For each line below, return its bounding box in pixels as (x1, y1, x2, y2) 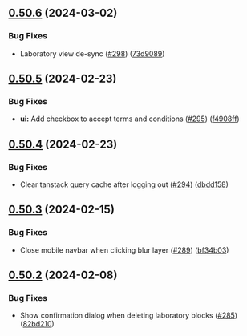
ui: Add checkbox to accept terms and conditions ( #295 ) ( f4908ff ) (19, 114, 240, 123)
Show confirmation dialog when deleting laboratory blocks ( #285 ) (19, 310, 238, 320)
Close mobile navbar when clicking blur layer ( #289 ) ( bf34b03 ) (19, 245, 229, 255)
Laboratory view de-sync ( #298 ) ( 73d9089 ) (19, 48, 165, 59)
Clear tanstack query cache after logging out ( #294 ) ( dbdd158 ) (19, 180, 229, 189)
